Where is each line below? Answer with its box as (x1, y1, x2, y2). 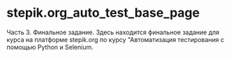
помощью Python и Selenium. (6, 43, 94, 51)
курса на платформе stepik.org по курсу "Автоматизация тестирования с (6, 35, 225, 43)
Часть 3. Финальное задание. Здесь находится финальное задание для (6, 28, 220, 36)
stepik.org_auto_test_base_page (6, 5, 200, 21)
